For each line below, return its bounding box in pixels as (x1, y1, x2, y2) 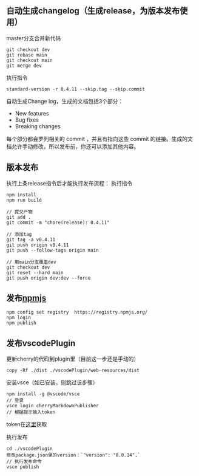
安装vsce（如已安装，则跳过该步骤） (6, 379, 98, 386)
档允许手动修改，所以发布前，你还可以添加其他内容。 (6, 142, 140, 150)
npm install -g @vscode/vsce (6, 391, 80, 397)
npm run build (6, 197, 42, 203)
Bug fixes (15, 116, 39, 123)
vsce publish (6, 464, 39, 470)
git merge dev (6, 63, 42, 69)
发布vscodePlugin (6, 338, 76, 348)
